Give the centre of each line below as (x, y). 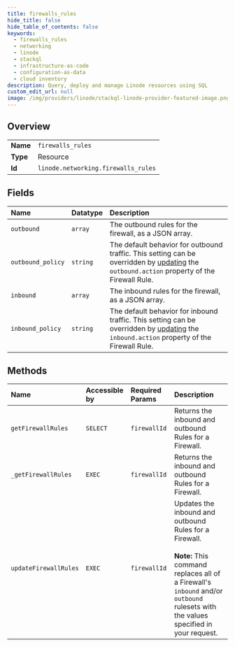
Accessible (105, 390)
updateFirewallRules (45, 568)
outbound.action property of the (162, 271)
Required (146, 390)
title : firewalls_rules (42, 14)
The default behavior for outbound (166, 244)
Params (143, 399)
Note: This (191, 556)
